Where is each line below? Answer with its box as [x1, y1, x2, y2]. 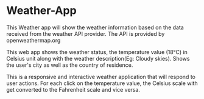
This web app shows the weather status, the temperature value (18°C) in [6, 48, 188, 55]
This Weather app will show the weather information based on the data [6, 24, 184, 31]
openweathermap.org [6, 36, 61, 44]
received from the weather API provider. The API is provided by [6, 30, 165, 37]
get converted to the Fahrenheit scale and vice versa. [6, 86, 140, 93]
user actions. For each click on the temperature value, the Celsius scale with [6, 80, 198, 87]
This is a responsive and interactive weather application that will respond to [6, 73, 196, 80]
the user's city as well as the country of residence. [6, 61, 133, 69]
